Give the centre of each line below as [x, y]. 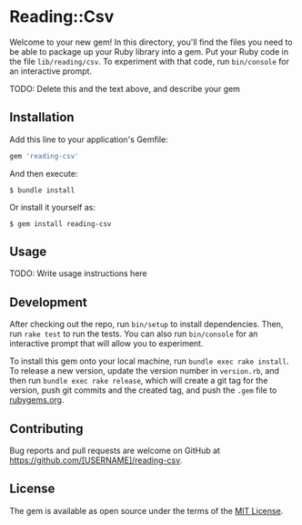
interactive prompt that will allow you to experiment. [106, 344]
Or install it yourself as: [52, 207]
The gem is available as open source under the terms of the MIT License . [146, 510]
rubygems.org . [37, 400]
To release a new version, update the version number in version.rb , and [145, 371]
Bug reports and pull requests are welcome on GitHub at [115, 451]
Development [49, 302]
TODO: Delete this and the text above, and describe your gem [125, 88]
